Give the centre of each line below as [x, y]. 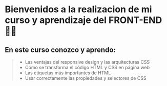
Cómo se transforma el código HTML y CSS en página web [87, 67]
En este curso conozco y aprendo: [60, 50]
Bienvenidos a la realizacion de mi [78, 9]
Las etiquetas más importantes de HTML [68, 73]
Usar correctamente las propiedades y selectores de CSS [86, 78]
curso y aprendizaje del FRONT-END [83, 20]
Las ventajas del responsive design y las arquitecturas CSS [87, 62]
